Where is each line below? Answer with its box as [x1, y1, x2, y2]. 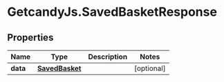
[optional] [133, 63, 166, 73]
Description [88, 52, 128, 61]
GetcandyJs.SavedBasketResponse [7, 4, 218, 20]
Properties [7, 32, 54, 43]
